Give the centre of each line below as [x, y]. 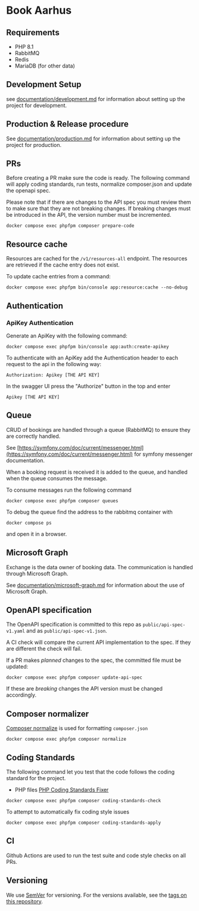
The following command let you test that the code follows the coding [90, 772]
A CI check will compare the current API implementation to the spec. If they [99, 642]
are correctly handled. [33, 436]
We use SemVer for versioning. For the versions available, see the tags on [97, 895]
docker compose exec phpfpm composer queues [62, 501]
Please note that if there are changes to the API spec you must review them [99, 202]
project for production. [34, 145]
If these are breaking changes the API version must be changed [84, 689]
